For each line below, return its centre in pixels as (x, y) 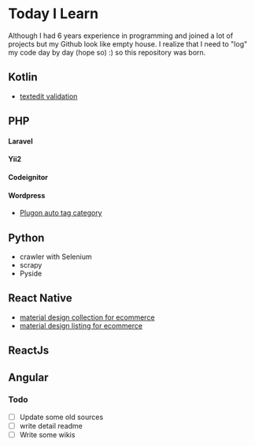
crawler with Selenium (55, 257)
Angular (28, 377)
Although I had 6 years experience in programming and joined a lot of (121, 36)
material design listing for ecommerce (81, 325)
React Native (40, 298)
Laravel (20, 141)
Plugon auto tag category (61, 213)
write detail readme (51, 425)
